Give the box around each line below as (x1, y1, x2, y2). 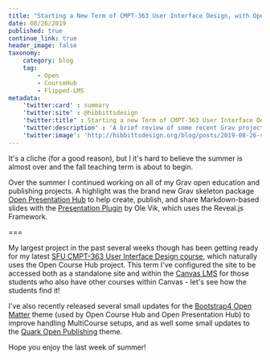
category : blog (22, 57, 74, 65)
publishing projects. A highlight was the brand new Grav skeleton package (8, 186, 255, 195)
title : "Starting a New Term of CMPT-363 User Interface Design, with (8, 11, 250, 20)
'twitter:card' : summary (22, 101, 110, 109)
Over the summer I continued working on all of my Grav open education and (8, 178, 260, 187)
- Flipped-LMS (37, 86, 84, 95)
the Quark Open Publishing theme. (8, 326, 123, 336)
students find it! (8, 285, 60, 295)
